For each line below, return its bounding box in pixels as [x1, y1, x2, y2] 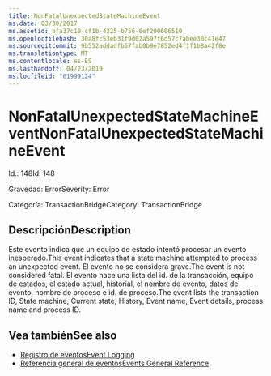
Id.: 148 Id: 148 [8, 168, 55, 178]
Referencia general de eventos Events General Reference [19, 358, 210, 369]
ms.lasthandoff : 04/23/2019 [8, 65, 104, 73]
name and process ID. [8, 305, 82, 314]
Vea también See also [8, 328, 117, 342]
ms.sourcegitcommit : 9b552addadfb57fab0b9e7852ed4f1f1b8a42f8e [8, 42, 227, 50]
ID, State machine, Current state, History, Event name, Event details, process [8, 297, 264, 306]
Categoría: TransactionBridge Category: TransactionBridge [8, 199, 202, 209]
